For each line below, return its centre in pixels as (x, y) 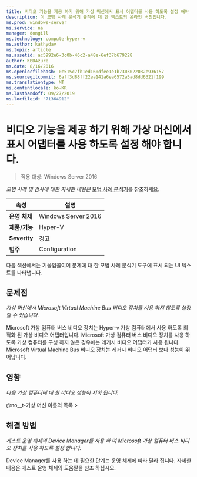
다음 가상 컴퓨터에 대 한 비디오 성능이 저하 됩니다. (63, 393)
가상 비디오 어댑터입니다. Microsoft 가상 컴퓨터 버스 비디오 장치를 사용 (103, 335)
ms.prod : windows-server (36, 22)
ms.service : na (25, 28)
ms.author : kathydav (31, 45)
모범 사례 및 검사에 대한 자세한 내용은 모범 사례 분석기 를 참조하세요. (83, 189)
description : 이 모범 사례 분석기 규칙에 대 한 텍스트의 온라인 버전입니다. (87, 17)
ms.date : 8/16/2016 (30, 66)
